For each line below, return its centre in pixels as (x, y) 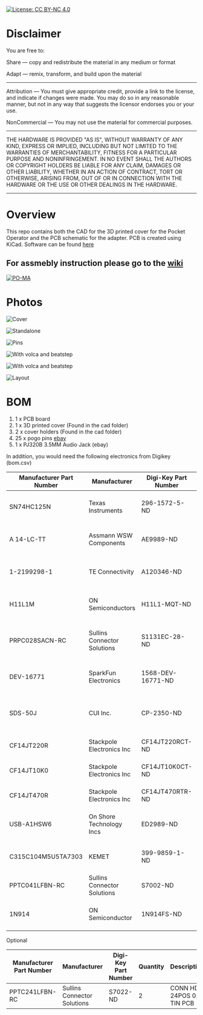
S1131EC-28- (163, 637)
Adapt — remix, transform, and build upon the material (74, 74)
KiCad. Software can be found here (50, 244)
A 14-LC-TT (28, 539)
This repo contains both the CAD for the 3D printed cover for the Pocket (96, 231)
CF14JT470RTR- (166, 791)
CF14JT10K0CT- (166, 767)
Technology (105, 824)
